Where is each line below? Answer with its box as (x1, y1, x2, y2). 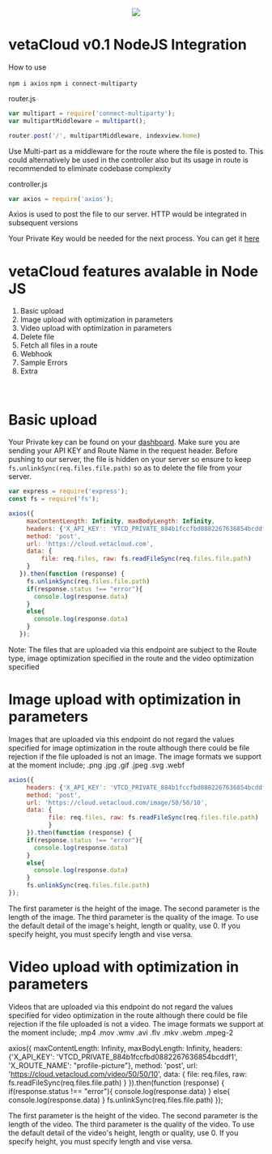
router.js (8, 93, 36, 103)
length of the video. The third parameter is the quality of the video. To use (8, 1119, 255, 1129)
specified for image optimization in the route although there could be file (8, 742, 250, 753)
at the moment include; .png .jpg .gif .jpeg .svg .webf (8, 760, 185, 770)
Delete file (19, 332, 55, 342)
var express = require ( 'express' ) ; (8, 487, 129, 496)
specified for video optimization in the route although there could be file (8, 1010, 249, 1020)
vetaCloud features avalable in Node (8, 262, 259, 280)
